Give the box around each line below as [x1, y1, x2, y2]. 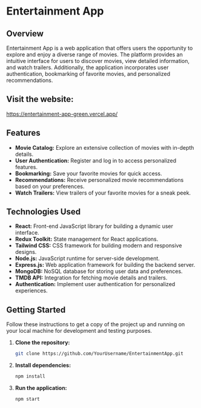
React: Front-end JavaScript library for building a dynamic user [15, 222, 174, 230]
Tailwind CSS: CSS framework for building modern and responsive [15, 242, 182, 249]
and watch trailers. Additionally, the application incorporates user [6, 64, 169, 71]
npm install [15, 373, 45, 380]
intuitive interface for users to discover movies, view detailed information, [6, 58, 189, 64]
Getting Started [6, 304, 66, 315]
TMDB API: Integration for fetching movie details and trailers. [15, 274, 168, 281]
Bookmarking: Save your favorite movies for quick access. [15, 170, 162, 177]
